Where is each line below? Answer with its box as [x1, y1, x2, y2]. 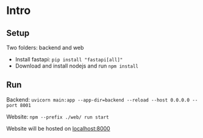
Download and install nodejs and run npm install [15, 62, 139, 69]
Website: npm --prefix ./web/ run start [6, 113, 109, 120]
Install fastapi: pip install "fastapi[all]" [15, 56, 123, 63]
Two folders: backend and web [6, 44, 84, 51]
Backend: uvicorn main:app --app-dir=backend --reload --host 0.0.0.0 [6, 95, 190, 103]
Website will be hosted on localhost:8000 [6, 125, 111, 132]
